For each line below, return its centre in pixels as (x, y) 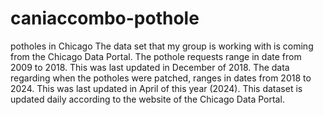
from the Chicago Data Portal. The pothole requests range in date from (156, 56)
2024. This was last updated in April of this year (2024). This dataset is (156, 88)
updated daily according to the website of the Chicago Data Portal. (147, 99)
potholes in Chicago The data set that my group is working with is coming (162, 46)
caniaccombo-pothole (105, 18)
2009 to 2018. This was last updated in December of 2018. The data (150, 67)
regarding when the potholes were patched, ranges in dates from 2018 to (161, 78)
